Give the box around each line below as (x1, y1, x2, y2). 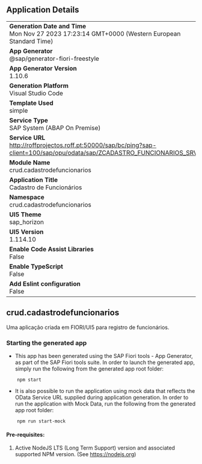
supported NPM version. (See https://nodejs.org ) (14, 451, 136, 458)
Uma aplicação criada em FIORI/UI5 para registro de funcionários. (6, 324, 170, 331)
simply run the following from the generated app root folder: (14, 365, 164, 372)
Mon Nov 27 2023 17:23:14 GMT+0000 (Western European (9, 30, 181, 38)
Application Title (9, 175, 58, 184)
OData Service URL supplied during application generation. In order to (14, 393, 189, 401)
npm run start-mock (17, 418, 66, 424)
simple (9, 106, 28, 114)
